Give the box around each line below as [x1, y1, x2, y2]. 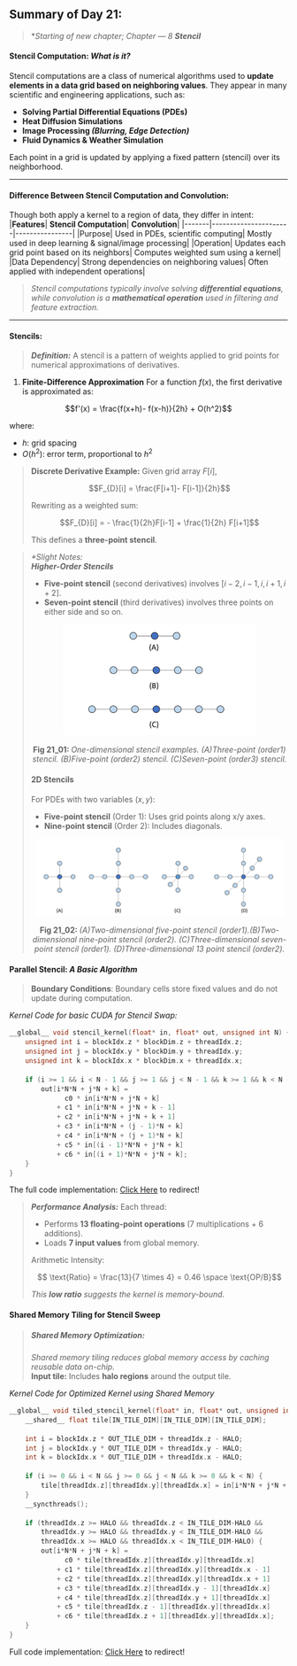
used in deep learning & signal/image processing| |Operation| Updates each [9, 238, 286, 249]
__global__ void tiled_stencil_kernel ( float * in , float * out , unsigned [9, 1406, 278, 1415]
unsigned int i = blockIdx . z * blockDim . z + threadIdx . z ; [25, 1038, 243, 1047]
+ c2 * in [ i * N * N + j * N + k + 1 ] [56, 1112, 176, 1121]
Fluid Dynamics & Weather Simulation [21, 135, 164, 145]
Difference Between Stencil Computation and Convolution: [9, 190, 230, 200]
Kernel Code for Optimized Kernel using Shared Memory [9, 1388, 215, 1399]
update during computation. [30, 993, 133, 1003]
